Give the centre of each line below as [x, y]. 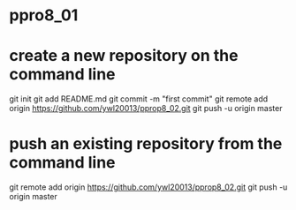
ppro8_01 [44, 15]
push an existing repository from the [146, 144]
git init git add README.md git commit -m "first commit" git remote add [139, 99]
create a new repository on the [124, 56]
